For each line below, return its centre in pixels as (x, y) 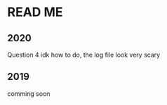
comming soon (29, 93)
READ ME (35, 12)
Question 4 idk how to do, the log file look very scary (84, 55)
